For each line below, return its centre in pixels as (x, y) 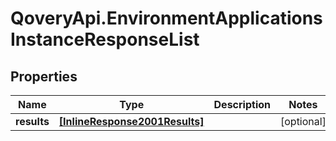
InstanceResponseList (105, 39)
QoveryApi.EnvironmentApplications (166, 18)
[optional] (303, 121)
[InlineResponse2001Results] (131, 121)
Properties (44, 76)
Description (242, 104)
